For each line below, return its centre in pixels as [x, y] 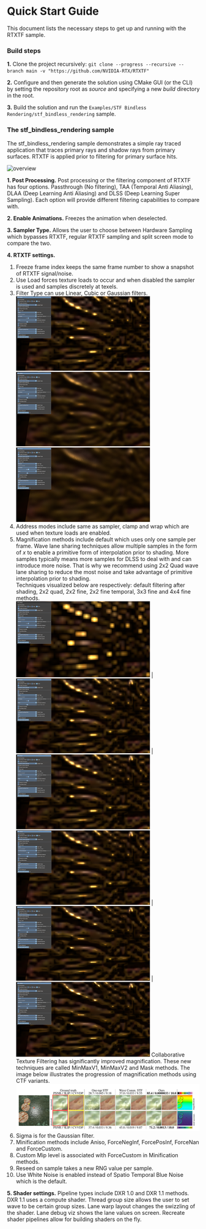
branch [15, 71]
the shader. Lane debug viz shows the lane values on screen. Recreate [96, 1213]
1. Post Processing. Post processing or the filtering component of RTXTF [99, 180]
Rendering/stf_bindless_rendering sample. [61, 114]
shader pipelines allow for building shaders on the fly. [75, 1219]
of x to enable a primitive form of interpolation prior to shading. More [102, 552]
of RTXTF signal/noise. [45, 273]
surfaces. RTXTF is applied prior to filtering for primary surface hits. [92, 156]
